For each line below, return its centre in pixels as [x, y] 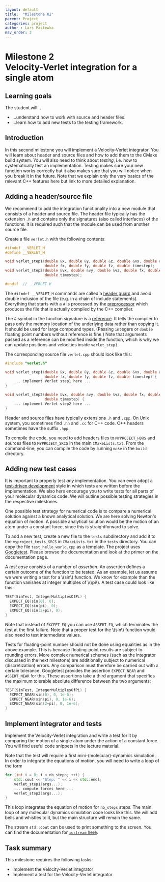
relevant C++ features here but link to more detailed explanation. [70, 181]
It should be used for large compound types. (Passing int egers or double [79, 329]
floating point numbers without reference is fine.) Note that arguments [76, 334]
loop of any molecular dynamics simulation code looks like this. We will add [81, 813]
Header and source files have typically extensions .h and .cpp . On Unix [77, 418]
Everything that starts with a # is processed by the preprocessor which [77, 304]
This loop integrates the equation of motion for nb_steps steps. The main [78, 807]
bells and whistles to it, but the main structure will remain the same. [73, 818]
